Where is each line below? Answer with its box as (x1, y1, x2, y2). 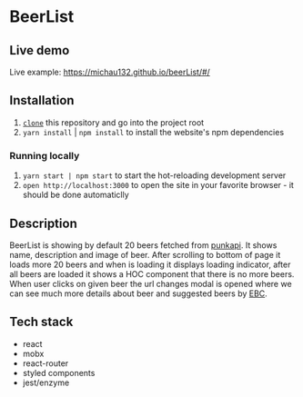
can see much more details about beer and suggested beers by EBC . (9, 288, 268, 299)
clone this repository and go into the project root (22, 116, 205, 128)
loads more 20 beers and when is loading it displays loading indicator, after (9, 259, 291, 270)
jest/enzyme (22, 377, 70, 388)
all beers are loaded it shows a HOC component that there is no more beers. (9, 268, 295, 279)
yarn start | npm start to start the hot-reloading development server (22, 170, 287, 181)
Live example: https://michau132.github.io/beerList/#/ (9, 66, 211, 77)
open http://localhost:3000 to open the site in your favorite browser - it (22, 180, 294, 191)
